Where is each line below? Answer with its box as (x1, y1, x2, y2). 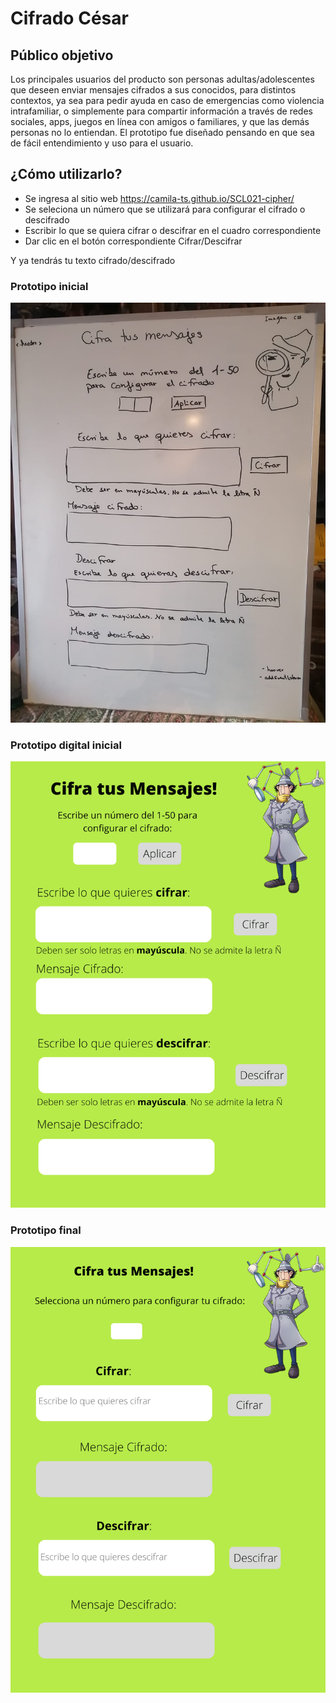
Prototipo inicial (10, 279, 89, 293)
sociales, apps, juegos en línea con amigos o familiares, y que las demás (10, 116, 310, 127)
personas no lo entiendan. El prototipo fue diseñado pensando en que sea (10, 127, 315, 138)
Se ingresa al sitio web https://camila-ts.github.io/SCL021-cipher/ (24, 192, 295, 204)
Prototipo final (10, 1223, 82, 1237)
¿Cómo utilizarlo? (10, 166, 123, 183)
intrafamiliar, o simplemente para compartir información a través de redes (10, 105, 313, 117)
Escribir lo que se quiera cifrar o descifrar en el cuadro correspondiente (24, 224, 322, 236)
